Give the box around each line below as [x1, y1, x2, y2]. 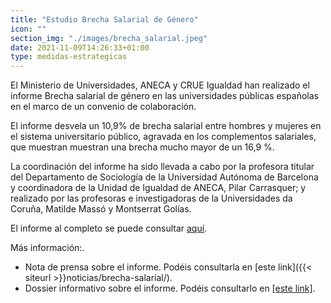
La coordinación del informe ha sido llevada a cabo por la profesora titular [10, 161, 315, 173]
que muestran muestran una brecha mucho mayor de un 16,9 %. [10, 141, 275, 153]
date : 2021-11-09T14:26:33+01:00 [10, 42, 150, 53]
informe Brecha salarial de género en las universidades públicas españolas [10, 90, 319, 102]
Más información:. [10, 242, 85, 254]
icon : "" [10, 24, 47, 34]
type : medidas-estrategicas [10, 52, 128, 62]
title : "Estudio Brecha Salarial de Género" [10, 14, 199, 25]
